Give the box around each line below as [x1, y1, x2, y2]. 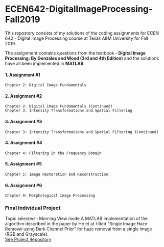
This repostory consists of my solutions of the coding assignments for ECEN [5, 30, 159, 36]
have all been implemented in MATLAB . [5, 60, 85, 66]
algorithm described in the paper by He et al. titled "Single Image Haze [5, 221, 148, 227]
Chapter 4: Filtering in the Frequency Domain [5, 151, 102, 156]
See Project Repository [5, 237, 51, 243]
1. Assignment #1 [5, 72, 41, 78]
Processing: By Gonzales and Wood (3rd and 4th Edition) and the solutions [5, 55, 159, 61]
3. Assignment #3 [5, 118, 43, 124]
